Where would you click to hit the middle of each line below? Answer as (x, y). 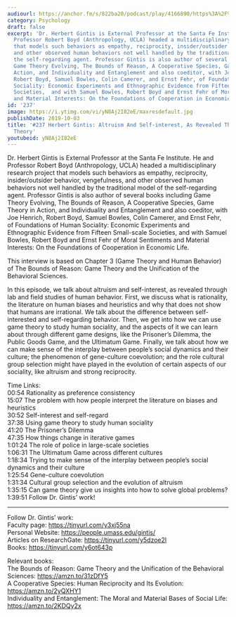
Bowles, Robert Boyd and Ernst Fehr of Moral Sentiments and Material (108, 240)
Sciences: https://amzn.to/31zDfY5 (58, 576)
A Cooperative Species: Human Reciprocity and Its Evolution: (96, 583)
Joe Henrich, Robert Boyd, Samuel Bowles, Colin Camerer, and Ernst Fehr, (114, 218)
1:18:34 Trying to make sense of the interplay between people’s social (108, 460)
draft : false (26, 27)
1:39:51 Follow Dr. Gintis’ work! (51, 498)
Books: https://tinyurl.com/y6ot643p (60, 547)
